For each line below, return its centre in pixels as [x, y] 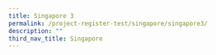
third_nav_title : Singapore [56, 38]
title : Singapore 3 [41, 16]
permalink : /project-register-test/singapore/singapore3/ [108, 23]
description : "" [36, 31]
